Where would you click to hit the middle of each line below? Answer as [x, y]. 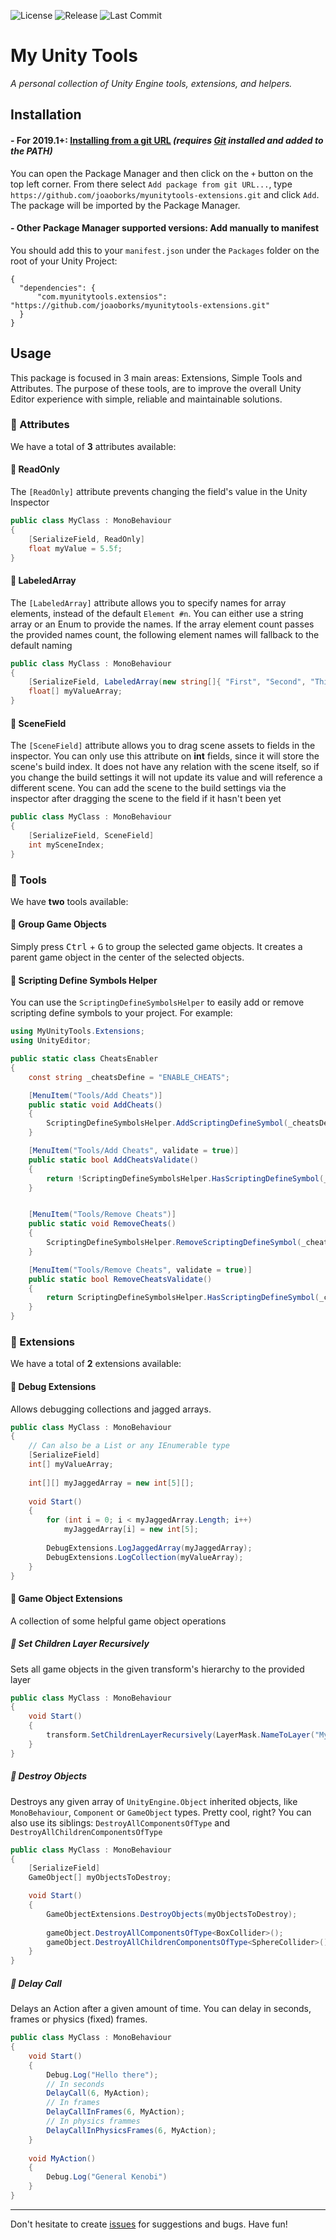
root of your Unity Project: [64, 261]
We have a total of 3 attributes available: [93, 446]
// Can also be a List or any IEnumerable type [129, 1446]
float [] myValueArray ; [75, 691]
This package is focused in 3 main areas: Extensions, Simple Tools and [156, 377]
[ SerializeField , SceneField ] [91, 835]
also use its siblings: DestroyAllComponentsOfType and [120, 1822]
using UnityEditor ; [51, 1041]
